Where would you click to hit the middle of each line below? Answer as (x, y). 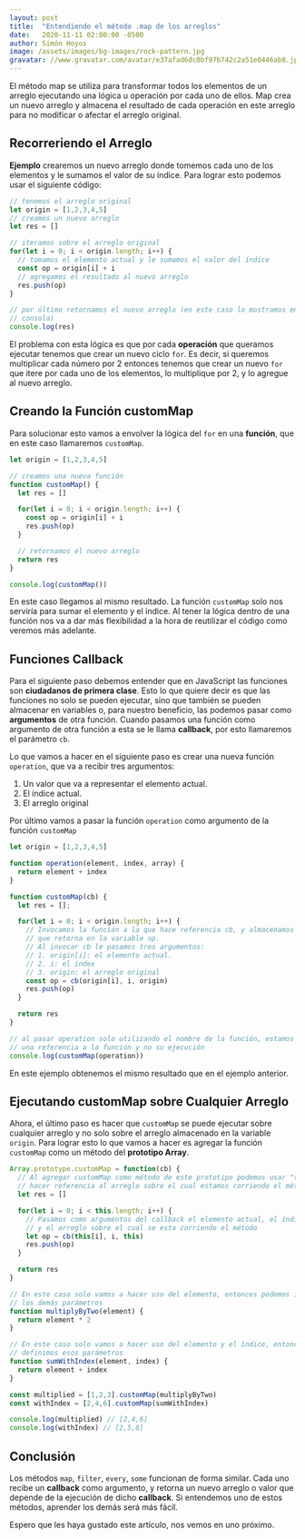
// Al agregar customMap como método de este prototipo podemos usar (152, 1177)
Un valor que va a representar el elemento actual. (115, 784)
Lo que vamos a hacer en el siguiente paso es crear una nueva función (142, 757)
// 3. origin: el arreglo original (93, 972)
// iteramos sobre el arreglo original (85, 243)
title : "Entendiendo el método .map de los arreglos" (115, 26)
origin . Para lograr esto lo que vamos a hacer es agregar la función (136, 1143)
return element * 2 (54, 1320)
